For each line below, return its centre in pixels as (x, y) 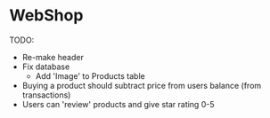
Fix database (46, 67)
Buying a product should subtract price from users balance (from (142, 85)
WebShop (46, 16)
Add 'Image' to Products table (90, 75)
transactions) (46, 95)
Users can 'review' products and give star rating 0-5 (118, 104)
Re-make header (53, 57)
